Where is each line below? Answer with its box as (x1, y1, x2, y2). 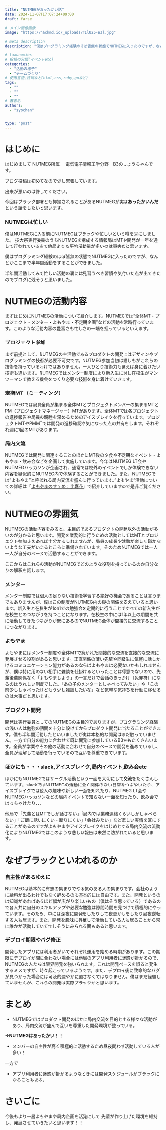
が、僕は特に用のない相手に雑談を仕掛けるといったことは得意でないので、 (5, 668, 157, 674)
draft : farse (5, 16, 32, 21)
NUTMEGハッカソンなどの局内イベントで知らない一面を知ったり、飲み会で (5, 794, 158, 800)
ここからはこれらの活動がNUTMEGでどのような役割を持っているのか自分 (5, 561, 154, 567)
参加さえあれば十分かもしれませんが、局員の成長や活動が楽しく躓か (18, 538, 157, 544)
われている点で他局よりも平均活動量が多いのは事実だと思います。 (18, 243, 152, 249)
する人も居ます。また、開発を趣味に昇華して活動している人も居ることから (5, 917, 156, 923)
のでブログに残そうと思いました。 (5, 277, 75, 283)
